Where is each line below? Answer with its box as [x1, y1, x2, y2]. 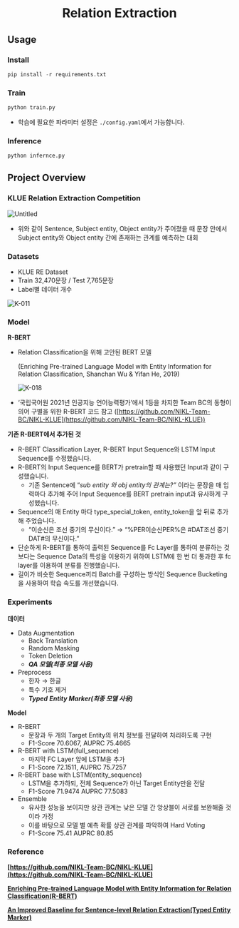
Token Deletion [28, 651, 73, 660]
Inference [7, 136, 42, 146]
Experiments [7, 597, 53, 607]
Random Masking [28, 643, 80, 652]
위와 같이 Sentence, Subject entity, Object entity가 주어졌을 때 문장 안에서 [17, 224, 228, 233]
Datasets [7, 251, 39, 261]
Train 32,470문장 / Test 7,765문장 [17, 276, 114, 285]
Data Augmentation [17, 628, 75, 637]
